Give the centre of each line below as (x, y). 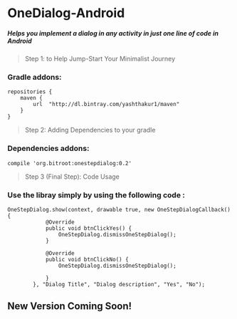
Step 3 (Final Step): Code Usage (72, 177)
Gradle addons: (35, 78)
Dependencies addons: (48, 149)
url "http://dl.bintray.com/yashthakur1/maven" (106, 105)
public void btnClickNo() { (87, 260)
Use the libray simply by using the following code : (96, 195)
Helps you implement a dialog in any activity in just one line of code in (113, 33)
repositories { (30, 92)
